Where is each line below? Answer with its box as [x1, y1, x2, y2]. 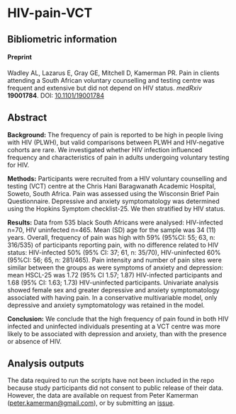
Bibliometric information [7, 33, 118, 45]
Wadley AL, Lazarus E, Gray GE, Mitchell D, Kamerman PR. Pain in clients [7, 69, 220, 77]
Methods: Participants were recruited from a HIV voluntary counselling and [7, 174, 227, 183]
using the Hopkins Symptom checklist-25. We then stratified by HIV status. [7, 204, 225, 213]
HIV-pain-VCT [7, 5, 93, 21]
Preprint [7, 53, 32, 62]
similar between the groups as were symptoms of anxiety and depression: [7, 263, 224, 272]
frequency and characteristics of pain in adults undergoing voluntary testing [7, 153, 230, 161]
